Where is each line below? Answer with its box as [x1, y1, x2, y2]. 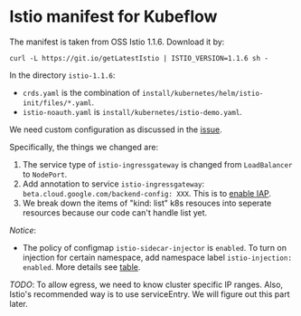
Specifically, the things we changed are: [9, 141, 159, 152]
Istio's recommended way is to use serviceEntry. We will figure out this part [9, 288, 290, 300]
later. [9, 298, 29, 309]
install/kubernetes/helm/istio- [141, 89, 264, 98]
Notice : [9, 225, 37, 235]
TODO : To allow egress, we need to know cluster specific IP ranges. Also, [9, 279, 283, 290]
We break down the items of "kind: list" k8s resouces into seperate [22, 197, 272, 208]
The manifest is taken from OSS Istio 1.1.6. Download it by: [9, 36, 225, 47]
